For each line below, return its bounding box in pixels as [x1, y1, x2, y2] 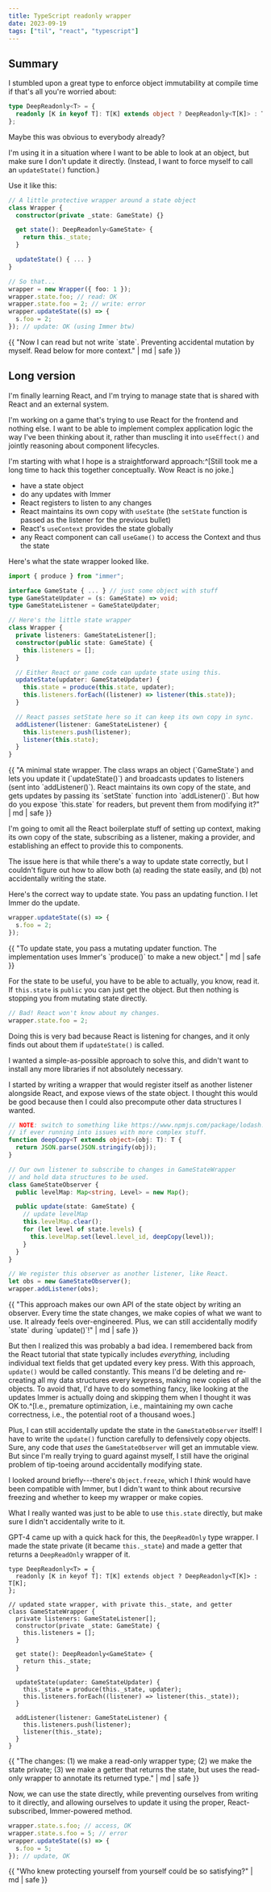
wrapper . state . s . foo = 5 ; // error [8, 1829, 128, 1837]
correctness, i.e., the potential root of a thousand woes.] [8, 1410, 195, 1419]
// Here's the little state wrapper [8, 616, 131, 625]
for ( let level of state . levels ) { [23, 1225, 143, 1233]
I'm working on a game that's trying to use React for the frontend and [8, 415, 239, 424]
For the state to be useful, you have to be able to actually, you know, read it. [8, 975, 260, 986]
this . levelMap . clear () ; [23, 1218, 103, 1226]
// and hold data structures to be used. [8, 1173, 150, 1181]
